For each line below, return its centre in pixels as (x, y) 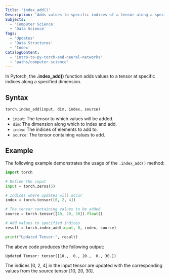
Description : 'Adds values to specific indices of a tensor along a (79, 15)
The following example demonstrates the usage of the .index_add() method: (85, 163)
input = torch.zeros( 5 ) (30, 186)
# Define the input (26, 181)
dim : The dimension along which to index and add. (65, 124)
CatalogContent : (22, 52)
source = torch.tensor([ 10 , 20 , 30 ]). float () (54, 214)
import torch (19, 172)
